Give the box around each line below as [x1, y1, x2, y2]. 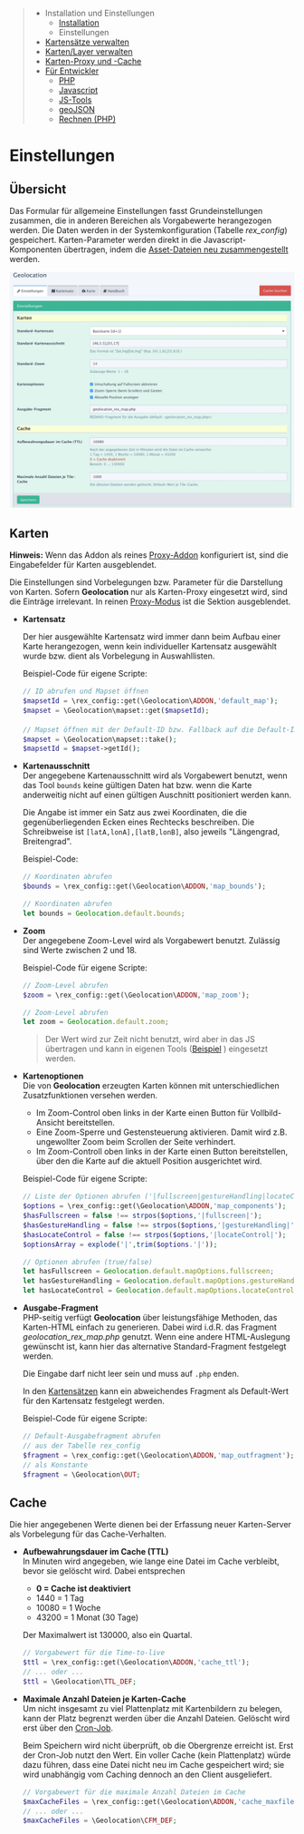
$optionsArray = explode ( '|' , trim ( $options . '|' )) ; [22, 1240, 218, 1249]
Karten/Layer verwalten [44, 46, 133, 57]
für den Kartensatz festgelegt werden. [22, 1396, 166, 1407]
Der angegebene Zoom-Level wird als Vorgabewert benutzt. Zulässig [22, 934, 280, 946]
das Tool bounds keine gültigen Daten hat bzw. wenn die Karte [22, 780, 252, 791]
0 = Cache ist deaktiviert [35, 1583, 131, 1595]
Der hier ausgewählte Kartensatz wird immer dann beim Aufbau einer [22, 631, 281, 642]
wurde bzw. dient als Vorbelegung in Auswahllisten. [22, 650, 215, 661]
